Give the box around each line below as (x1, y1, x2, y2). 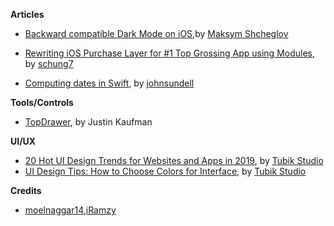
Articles (10, 9, 45, 20)
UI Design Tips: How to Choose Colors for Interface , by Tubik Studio (24, 165, 307, 177)
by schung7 (24, 58, 74, 69)
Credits (10, 185, 42, 196)
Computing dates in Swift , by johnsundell (24, 77, 195, 89)
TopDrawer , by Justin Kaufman (24, 116, 153, 128)
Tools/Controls (10, 97, 74, 108)
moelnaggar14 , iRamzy (24, 204, 117, 216)
